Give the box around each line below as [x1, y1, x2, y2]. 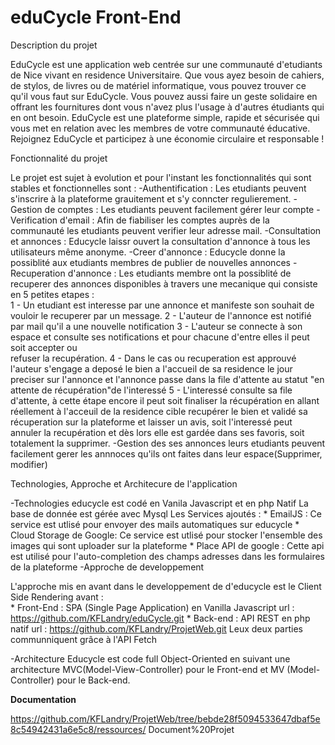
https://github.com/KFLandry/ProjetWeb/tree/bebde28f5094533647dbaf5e [10, 712, 321, 725]
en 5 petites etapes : [10, 288, 95, 300]
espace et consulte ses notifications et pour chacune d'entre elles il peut [10, 331, 310, 343]
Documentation [10, 693, 77, 705]
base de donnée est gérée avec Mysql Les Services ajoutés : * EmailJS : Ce [10, 507, 322, 520]
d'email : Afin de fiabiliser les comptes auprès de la [59, 214, 270, 226]
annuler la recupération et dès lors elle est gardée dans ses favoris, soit [10, 426, 305, 438]
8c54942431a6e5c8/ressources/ [10, 723, 147, 735]
